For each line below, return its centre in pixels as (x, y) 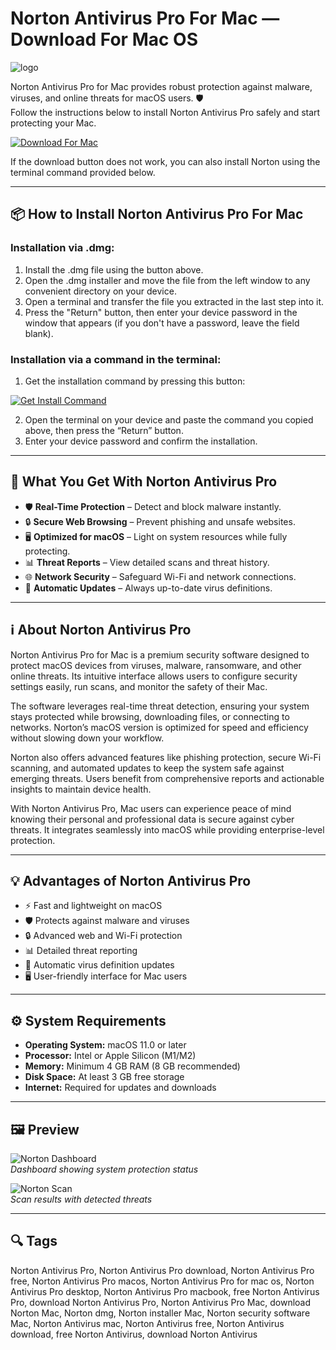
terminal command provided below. (83, 172)
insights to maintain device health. (81, 789)
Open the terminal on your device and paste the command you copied (169, 419)
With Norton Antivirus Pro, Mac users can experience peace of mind (151, 808)
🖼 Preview (45, 1129)
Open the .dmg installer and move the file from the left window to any (167, 280)
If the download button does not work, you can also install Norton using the (165, 161)
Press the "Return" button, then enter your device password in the (161, 312)
